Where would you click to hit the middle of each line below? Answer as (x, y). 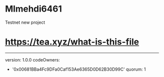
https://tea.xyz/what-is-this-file (72, 42)
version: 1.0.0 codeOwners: (32, 60)
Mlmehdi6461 (33, 9)
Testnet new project (25, 22)
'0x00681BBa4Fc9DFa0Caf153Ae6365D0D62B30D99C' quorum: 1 (79, 69)
